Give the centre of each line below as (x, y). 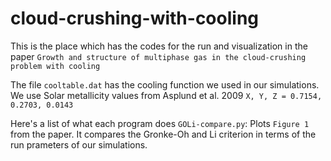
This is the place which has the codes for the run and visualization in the (159, 46)
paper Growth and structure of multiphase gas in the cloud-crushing (158, 56)
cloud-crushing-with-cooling (135, 18)
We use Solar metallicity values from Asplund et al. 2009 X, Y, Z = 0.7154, (166, 95)
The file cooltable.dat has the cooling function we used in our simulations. (165, 84)
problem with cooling (55, 66)
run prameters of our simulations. (79, 144)
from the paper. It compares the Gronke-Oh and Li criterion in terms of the (163, 134)
